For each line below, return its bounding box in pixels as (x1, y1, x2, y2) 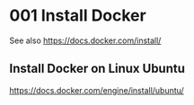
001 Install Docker (9, 5, 146, 26)
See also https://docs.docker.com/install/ (9, 35, 162, 46)
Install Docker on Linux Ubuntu (9, 61, 186, 76)
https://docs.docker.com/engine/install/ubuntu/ (9, 84, 184, 95)
